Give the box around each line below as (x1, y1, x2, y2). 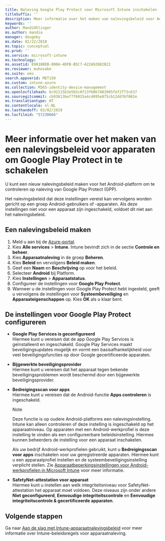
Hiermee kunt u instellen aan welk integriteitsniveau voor (12, 482, 127, 488)
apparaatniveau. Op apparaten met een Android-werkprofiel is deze (12, 427, 150, 432)
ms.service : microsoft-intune (5, 53, 67, 58)
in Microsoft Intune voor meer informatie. (41, 467, 125, 473)
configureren (5, 318, 47, 326)
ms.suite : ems (5, 71, 34, 76)
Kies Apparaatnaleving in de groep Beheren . (12, 254, 105, 260)
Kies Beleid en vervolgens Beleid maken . (12, 259, 96, 265)
